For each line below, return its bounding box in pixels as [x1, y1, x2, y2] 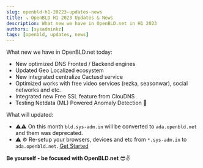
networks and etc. [15, 86, 61, 93]
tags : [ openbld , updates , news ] [6, 32, 89, 38]
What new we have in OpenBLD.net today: [6, 48, 113, 56]
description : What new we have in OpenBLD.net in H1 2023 [6, 20, 157, 26]
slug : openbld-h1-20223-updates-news [6, 9, 103, 15]
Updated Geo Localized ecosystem [15, 67, 104, 74]
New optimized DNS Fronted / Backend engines [15, 60, 136, 68]
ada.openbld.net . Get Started [15, 142, 89, 150]
